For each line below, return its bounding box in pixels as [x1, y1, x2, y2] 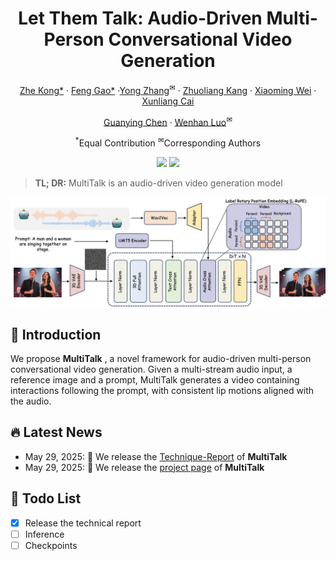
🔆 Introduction [10, 326, 102, 343]
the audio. [10, 395, 52, 407]
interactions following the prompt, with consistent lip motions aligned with [10, 384, 315, 396]
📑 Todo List [10, 490, 82, 507]
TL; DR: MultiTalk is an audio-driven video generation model [34, 177, 283, 189]
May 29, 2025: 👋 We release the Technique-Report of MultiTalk [24, 450, 288, 462]
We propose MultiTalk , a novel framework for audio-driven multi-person [10, 352, 312, 364]
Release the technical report [24, 517, 142, 529]
